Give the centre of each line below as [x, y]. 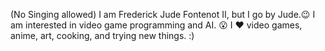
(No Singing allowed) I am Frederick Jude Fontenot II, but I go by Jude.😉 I [163, 14]
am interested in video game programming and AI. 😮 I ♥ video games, [156, 25]
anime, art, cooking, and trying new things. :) [102, 35]
